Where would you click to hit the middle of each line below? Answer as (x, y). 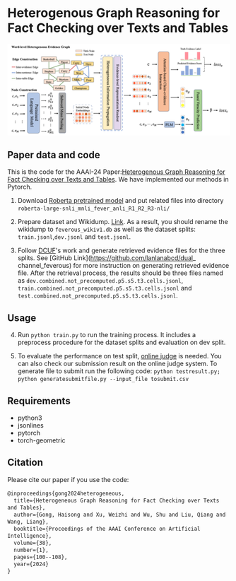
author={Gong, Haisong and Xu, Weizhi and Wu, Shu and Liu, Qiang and (120, 515)
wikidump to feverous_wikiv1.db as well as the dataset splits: (106, 229)
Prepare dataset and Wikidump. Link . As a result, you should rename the (123, 222)
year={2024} (31, 564)
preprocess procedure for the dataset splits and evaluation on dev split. (122, 342)
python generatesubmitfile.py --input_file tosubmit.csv (103, 380)
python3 (30, 418)
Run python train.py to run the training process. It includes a (107, 335)
